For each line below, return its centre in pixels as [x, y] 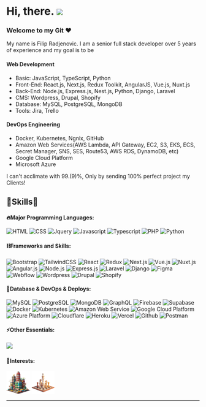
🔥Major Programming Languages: [50, 217]
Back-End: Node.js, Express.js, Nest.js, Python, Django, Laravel [95, 91]
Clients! [16, 183]
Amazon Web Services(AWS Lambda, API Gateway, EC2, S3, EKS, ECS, [105, 145]
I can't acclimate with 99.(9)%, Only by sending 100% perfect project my [98, 176]
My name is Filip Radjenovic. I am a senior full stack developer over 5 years [101, 44]
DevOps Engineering [33, 124]
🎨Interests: [21, 360]
